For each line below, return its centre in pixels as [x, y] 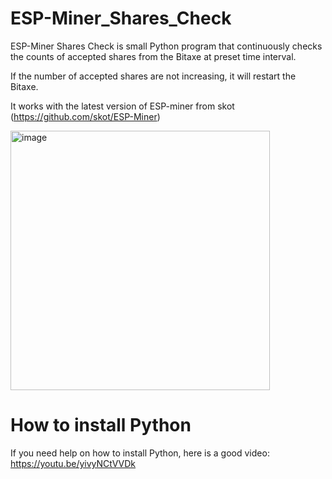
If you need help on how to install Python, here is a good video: [140, 453]
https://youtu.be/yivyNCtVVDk [73, 463]
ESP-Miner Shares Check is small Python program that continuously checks [166, 46]
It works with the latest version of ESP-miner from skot [122, 106]
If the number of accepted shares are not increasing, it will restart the [153, 76]
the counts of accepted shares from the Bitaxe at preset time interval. [153, 56]
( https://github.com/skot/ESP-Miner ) [85, 116]
